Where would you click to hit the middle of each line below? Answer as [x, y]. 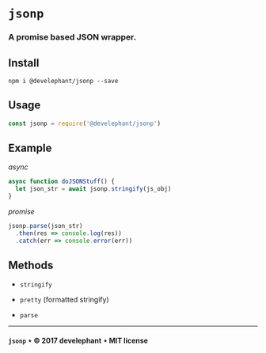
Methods [31, 266]
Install [24, 63]
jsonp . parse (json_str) [46, 226]
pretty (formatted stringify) [64, 300]
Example [30, 148]
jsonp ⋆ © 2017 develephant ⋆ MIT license [78, 341]
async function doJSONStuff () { [61, 182]
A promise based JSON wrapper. [72, 37]
